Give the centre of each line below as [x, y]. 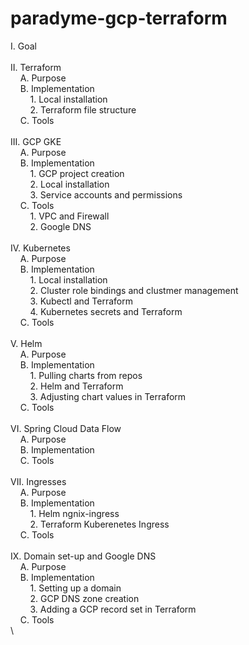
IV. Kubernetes [40, 248]
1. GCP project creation [77, 173]
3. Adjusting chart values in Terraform [108, 396]
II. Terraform [36, 67]
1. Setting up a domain [75, 588]
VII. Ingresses [38, 481]
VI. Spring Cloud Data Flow [66, 428]
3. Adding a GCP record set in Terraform [113, 609]
